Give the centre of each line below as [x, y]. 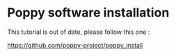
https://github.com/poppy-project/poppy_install [75, 45]
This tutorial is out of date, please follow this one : [79, 32]
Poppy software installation [88, 13]
